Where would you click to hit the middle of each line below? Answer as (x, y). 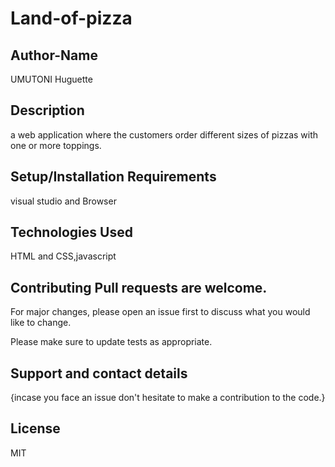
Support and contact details (99, 373)
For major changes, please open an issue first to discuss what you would (160, 312)
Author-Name (54, 55)
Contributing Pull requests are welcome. (139, 287)
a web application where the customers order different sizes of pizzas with (164, 134)
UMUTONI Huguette (51, 79)
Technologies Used (71, 232)
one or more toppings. (56, 145)
